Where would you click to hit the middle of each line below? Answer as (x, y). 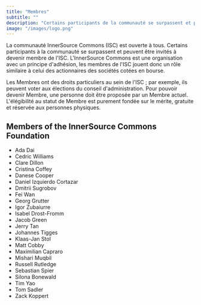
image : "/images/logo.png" (40, 28)
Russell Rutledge (36, 264)
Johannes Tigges (36, 233)
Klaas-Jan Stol (33, 239)
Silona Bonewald (36, 277)
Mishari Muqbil (33, 258)
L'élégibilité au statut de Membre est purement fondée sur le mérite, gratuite (100, 101)
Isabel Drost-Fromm (39, 214)
